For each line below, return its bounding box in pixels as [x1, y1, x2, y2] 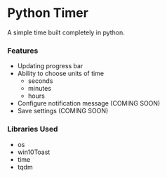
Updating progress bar [17, 62, 83, 70]
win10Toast [17, 148, 51, 156]
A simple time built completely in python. [7, 28, 125, 37]
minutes [27, 84, 51, 93]
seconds [27, 77, 53, 85]
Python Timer [7, 5, 89, 21]
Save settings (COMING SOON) [17, 107, 109, 115]
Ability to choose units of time [17, 69, 104, 78]
